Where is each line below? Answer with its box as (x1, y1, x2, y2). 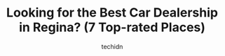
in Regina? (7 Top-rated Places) (18, 19, 206, 35)
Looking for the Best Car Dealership (6, 5, 219, 21)
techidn (101, 42, 123, 50)
